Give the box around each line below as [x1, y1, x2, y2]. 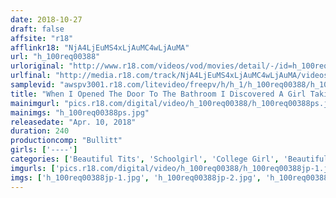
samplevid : [10, 80, 56, 90]
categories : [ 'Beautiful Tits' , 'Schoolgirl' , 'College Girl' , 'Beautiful [10, 154, 329, 164]
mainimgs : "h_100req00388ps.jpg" [10, 107, 150, 118]
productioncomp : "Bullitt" [10, 136, 123, 146]
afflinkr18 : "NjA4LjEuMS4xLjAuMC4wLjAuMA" [10, 42, 190, 53]
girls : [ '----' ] [10, 145, 78, 155]
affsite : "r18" [10, 33, 74, 43]
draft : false [10, 24, 65, 34]
